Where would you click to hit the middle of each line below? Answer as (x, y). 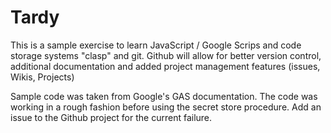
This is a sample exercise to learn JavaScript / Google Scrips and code (156, 45)
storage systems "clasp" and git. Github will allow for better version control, (166, 55)
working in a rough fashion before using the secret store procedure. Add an (166, 107)
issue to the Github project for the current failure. (111, 117)
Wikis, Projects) (42, 77)
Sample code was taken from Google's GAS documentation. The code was (164, 96)
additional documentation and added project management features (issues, (165, 66)
